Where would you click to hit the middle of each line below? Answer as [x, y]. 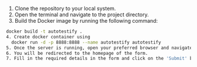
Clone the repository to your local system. [65, 8]
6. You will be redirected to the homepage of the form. [77, 53]
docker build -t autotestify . [44, 31]
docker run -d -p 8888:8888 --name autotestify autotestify [86, 42]
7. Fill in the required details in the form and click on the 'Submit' [97, 59]
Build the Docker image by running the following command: [86, 21]
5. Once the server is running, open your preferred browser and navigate [99, 48]
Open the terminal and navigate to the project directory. [82, 15]
